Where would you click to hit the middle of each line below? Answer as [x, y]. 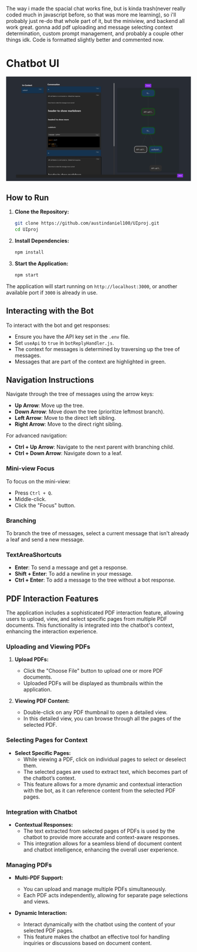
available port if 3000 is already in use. [52, 292]
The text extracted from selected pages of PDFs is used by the [99, 831]
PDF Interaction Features [52, 598]
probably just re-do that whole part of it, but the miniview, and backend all [95, 21]
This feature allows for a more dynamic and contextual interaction [103, 784]
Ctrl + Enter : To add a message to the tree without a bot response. [95, 580]
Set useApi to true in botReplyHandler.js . [64, 343]
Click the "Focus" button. [45, 505]
